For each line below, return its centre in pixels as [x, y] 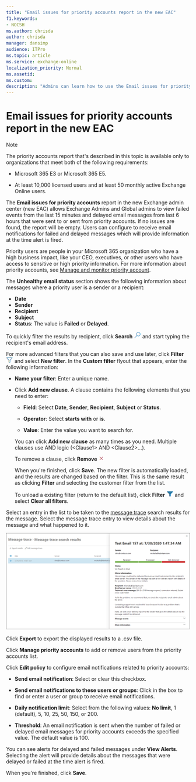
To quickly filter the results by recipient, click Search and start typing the [98, 337]
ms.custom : [19, 80]
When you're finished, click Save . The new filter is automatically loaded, [101, 471]
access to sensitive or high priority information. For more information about [96, 264]
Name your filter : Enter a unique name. [62, 379]
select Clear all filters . [41, 501]
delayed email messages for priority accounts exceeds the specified [97, 732]
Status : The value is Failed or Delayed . [62, 324]
